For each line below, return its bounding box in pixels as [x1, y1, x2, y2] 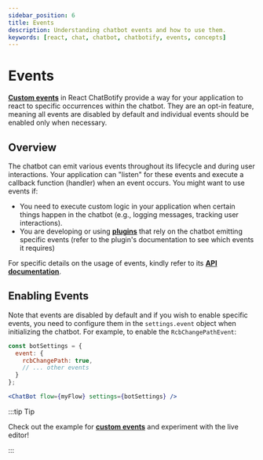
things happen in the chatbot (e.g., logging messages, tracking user [19, 210, 239, 219]
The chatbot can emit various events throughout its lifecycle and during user [8, 161, 255, 171]
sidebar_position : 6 [8, 11, 76, 20]
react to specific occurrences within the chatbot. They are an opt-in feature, [8, 101, 254, 110]
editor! [8, 430, 30, 440]
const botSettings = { [8, 342, 82, 350]
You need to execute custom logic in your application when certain [19, 201, 236, 211]
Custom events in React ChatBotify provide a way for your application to [8, 93, 243, 103]
